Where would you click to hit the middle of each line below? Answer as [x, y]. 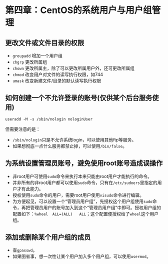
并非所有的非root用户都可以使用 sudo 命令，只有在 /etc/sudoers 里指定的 [85, 182]
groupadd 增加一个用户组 [37, 56]
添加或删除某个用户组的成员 [48, 237]
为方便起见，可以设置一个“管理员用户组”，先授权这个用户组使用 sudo [82, 201]
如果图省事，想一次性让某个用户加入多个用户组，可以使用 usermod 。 [81, 256]
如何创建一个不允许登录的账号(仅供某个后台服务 [79, 98]
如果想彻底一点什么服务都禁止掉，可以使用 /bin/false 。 [70, 146]
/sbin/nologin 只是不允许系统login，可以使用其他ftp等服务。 [74, 139]
